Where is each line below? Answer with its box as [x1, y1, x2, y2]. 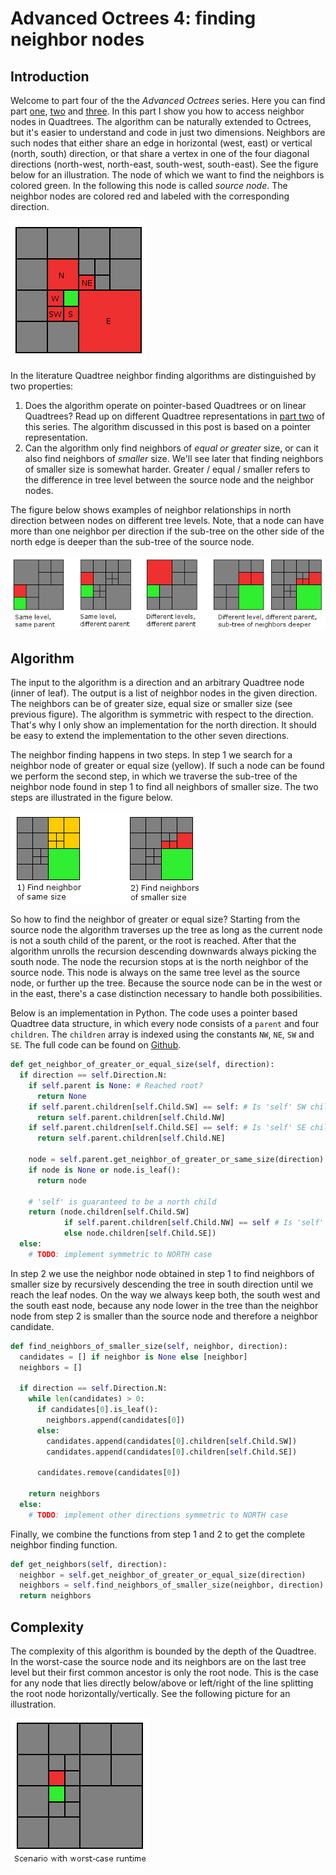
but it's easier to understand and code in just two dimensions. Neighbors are [10, 127, 326, 138]
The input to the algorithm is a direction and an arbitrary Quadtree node [10, 677, 305, 689]
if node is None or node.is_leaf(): [28, 1165, 182, 1175]
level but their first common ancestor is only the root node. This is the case [10, 1667, 319, 1679]
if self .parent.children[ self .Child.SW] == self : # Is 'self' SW [28, 1102, 307, 1112]
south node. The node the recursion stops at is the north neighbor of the [10, 956, 309, 968]
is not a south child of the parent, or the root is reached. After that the [10, 935, 297, 947]
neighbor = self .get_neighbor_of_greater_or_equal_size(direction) [19, 1570, 307, 1580]
